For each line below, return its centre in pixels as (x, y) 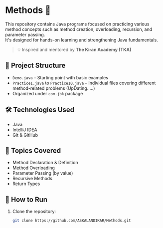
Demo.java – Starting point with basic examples (60, 77)
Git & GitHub (25, 135)
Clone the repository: (34, 212)
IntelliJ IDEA (25, 130)
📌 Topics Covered (33, 150)
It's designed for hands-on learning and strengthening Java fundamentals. (81, 40)
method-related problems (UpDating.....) (54, 88)
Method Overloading (33, 168)
